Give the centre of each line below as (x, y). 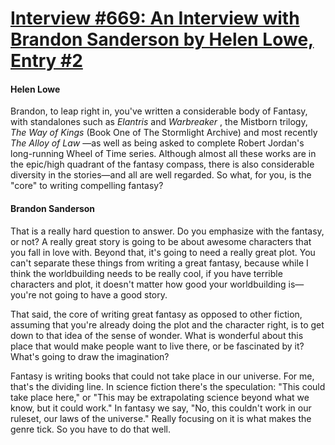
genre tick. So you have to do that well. (91, 429)
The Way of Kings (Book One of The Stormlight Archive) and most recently (164, 133)
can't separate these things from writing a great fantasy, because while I (159, 263)
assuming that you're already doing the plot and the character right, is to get (167, 324)
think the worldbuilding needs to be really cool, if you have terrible (146, 273)
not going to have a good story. (103, 294)
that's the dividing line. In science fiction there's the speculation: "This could (168, 386)
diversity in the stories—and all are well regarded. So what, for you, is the (161, 175)
